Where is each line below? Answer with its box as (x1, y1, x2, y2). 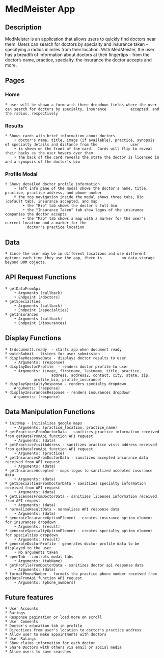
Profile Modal (5, 171, 38, 178)
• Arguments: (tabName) (14, 558, 63, 564)
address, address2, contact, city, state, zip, (51, 373, 151, 378)
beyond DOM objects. (5, 260, 48, 265)
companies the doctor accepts (5, 212, 67, 217)
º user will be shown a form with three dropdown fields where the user (5, 102, 157, 107)
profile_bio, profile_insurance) (33, 377, 102, 382)
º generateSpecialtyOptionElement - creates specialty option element (5, 528, 153, 533)
